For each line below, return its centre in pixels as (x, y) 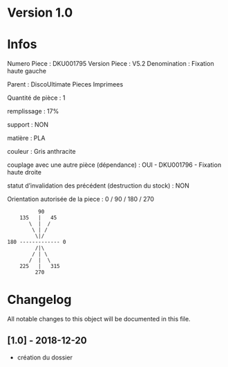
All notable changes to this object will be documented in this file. (99, 319)
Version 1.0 (40, 13)
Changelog (39, 300)
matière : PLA (26, 138)
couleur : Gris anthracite (41, 152)
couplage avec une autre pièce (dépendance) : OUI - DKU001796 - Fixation (114, 165)
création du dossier (45, 357)
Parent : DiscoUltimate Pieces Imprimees (65, 84)
